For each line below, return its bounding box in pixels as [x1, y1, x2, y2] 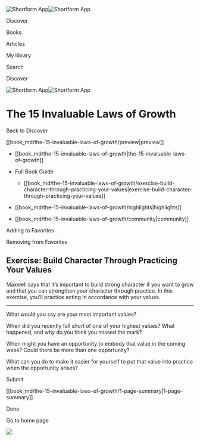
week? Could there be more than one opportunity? [6, 346, 130, 353]
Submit [6, 375, 24, 383]
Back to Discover [6, 127, 48, 134]
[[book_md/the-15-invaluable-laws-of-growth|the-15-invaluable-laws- [14, 150, 187, 157]
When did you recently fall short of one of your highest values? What [6, 322, 175, 329]
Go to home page [6, 417, 49, 424]
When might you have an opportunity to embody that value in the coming [6, 340, 186, 347]
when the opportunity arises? [6, 364, 79, 371]
